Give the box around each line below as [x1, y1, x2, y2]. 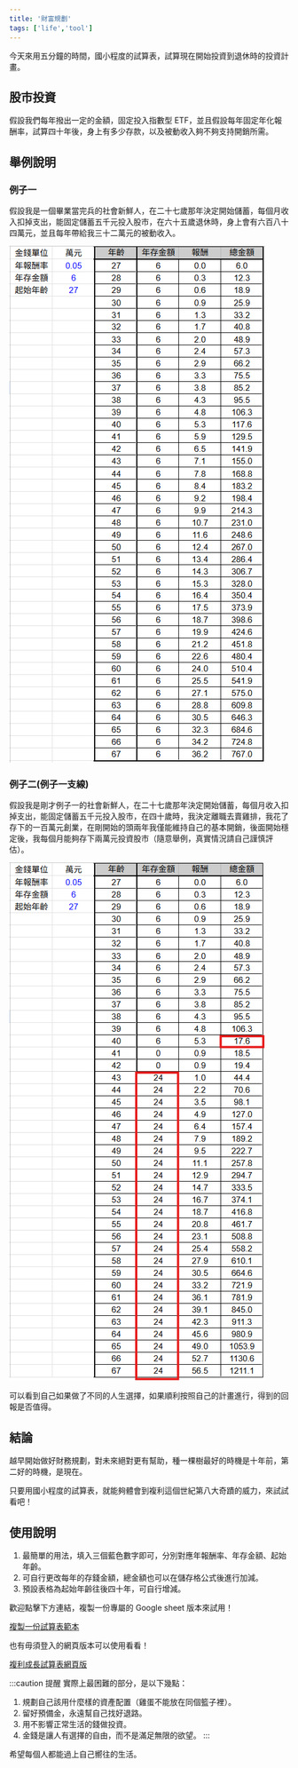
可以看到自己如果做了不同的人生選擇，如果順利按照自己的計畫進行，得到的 [9, 1391, 281, 1401]
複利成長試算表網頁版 [9, 1659, 87, 1669]
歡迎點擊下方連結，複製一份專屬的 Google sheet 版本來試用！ [9, 1602, 233, 1613]
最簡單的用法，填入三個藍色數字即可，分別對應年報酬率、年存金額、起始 [21, 1550, 286, 1560]
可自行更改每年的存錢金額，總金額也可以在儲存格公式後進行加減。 [21, 1572, 263, 1582]
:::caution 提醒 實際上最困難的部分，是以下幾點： [9, 1677, 188, 1688]
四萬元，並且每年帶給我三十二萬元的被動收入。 [9, 227, 180, 238]
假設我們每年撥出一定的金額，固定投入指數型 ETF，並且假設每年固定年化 [9, 115, 275, 126]
